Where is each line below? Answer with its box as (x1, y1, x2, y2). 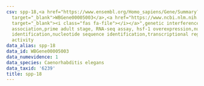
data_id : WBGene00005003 (6, 48, 69, 55)
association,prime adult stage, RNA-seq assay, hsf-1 (12, 25, 151, 32)
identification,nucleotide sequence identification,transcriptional (12, 31, 189, 38)
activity (12, 37, 34, 43)
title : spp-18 (6, 71, 42, 77)
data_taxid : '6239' (6, 65, 56, 71)
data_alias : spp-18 (6, 43, 56, 49)
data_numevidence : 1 (6, 54, 59, 60)
